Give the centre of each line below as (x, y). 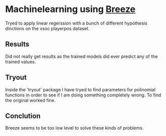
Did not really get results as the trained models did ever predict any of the (81, 56)
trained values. (21, 62)
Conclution (23, 116)
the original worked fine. (30, 100)
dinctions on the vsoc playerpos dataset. (47, 28)
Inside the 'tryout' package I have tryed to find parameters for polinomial (80, 89)
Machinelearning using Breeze (70, 9)
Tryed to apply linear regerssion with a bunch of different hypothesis (76, 23)
